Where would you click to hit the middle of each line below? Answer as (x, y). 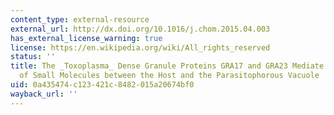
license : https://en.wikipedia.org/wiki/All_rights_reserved (140, 47)
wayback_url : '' (44, 94)
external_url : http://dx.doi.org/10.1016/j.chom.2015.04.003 (140, 29)
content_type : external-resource (80, 19)
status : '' (33, 57)
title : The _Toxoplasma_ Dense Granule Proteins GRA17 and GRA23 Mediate (167, 66)
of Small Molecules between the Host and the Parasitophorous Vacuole (169, 76)
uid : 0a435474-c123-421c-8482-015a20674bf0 (102, 85)
